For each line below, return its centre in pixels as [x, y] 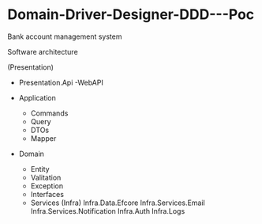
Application [37, 97]
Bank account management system [65, 36]
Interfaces [47, 194]
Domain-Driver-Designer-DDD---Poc [131, 15]
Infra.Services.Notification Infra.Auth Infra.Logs [108, 211]
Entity [40, 169]
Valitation [46, 177]
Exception [47, 186]
